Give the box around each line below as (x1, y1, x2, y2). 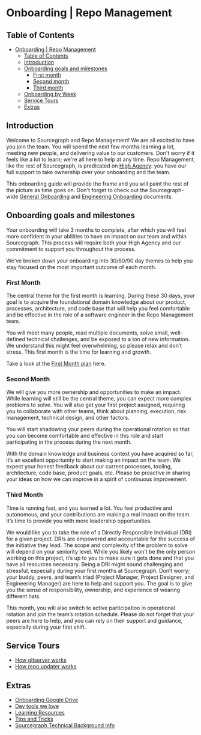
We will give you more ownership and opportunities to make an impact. (6, 389, 182, 396)
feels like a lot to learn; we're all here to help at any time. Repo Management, (6, 156, 196, 163)
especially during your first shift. (6, 623, 86, 631)
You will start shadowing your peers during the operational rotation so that (6, 426, 190, 433)
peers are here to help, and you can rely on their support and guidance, (6, 617, 183, 624)
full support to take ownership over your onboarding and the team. (6, 168, 171, 175)
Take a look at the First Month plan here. (6, 360, 106, 367)
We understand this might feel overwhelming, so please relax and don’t (6, 342, 182, 349)
